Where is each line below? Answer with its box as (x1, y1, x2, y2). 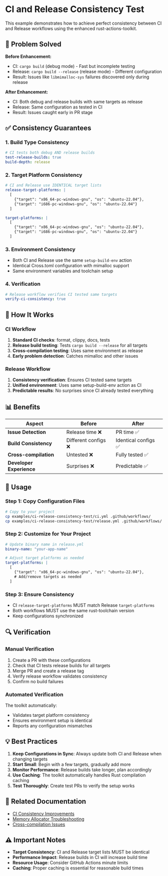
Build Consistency (7, 440, 52, 447)
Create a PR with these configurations (12, 657, 91, 663)
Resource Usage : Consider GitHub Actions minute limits (12, 860, 128, 866)
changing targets (12, 756, 48, 762)
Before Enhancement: (5, 53, 51, 59)
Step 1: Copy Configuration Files (5, 498, 85, 505)
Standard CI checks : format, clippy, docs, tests (12, 337, 110, 343)
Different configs (66, 437, 106, 444)
